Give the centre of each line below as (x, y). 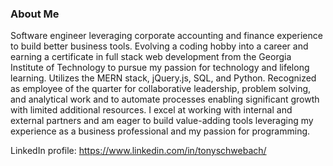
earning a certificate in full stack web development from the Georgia (151, 57)
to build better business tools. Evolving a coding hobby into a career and (159, 46)
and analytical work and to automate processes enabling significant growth (165, 99)
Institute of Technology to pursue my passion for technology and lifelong (160, 68)
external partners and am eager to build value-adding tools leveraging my (162, 121)
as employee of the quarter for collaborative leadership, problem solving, (161, 89)
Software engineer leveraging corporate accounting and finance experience (166, 36)
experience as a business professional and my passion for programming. (160, 131)
